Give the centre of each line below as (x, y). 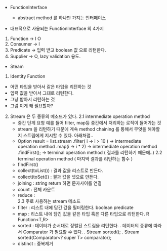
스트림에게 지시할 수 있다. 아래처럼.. (58, 135)
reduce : (26, 195)
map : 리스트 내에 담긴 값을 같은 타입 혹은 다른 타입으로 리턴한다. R (83, 214)
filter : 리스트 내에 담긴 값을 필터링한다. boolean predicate (76, 207)
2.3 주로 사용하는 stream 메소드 (49, 201)
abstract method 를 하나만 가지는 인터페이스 (62, 18)
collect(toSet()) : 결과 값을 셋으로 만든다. (58, 177)
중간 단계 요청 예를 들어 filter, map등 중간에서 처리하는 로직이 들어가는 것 (89, 123)
